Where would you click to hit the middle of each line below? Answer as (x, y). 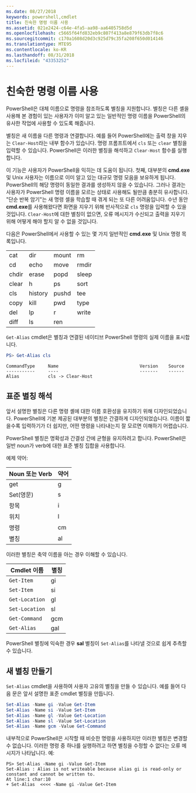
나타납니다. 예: (38, 753)
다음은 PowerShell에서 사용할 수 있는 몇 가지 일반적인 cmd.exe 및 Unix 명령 (93, 234)
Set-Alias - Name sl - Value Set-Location (56, 721)
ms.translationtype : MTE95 (39, 45)
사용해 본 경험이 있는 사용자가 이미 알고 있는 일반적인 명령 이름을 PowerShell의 (96, 116)
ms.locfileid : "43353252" (37, 60)
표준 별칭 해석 (29, 396)
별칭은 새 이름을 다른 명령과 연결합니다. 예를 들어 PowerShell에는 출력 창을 (91, 136)
